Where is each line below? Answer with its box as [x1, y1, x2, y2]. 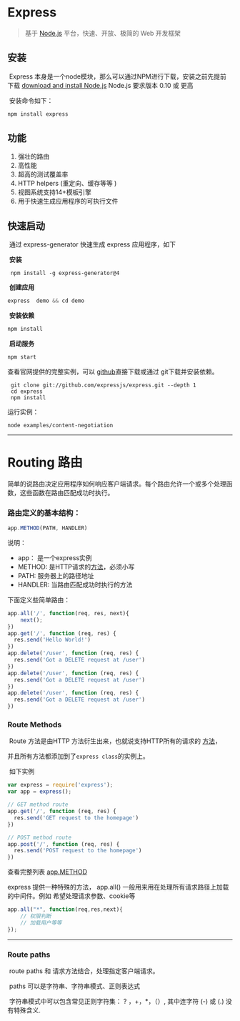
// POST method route [7, 834, 72, 841]
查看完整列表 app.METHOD [7, 867, 88, 876]
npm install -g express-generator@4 [10, 269, 120, 277]
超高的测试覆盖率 [17, 170, 69, 179]
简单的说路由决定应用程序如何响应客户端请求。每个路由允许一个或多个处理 [7, 479, 226, 488]
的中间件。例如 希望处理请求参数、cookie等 [7, 892, 136, 900]
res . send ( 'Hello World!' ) [14, 637, 91, 644]
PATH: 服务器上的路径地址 [17, 571, 94, 579]
